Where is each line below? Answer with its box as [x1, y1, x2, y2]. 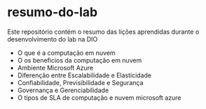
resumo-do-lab [7, 4, 98, 20]
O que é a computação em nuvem [17, 49, 116, 57]
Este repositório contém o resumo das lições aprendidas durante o [7, 27, 200, 36]
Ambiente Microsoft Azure [17, 63, 94, 72]
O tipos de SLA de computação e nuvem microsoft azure [17, 93, 181, 102]
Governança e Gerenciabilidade [17, 86, 109, 94]
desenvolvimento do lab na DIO [7, 34, 98, 43]
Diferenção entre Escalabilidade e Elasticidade [17, 71, 152, 79]
